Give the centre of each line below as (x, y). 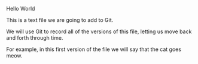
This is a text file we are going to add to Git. (60, 20)
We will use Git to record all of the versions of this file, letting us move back (99, 31)
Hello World (21, 9)
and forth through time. (35, 38)
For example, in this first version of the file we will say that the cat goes (94, 49)
